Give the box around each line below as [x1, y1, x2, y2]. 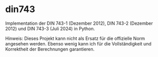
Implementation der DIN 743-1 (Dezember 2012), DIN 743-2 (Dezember [5, 20, 153, 26]
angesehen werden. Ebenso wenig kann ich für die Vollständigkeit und [5, 40, 151, 46]
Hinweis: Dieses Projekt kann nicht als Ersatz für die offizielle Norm [5, 35, 145, 41]
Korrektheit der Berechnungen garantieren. [5, 46, 95, 52]
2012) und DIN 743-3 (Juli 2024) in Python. [5, 25, 95, 31]
